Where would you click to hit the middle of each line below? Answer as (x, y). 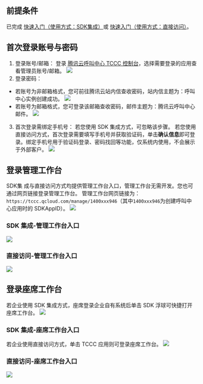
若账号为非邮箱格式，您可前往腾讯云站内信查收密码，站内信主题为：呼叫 (105, 91)
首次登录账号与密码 (42, 47)
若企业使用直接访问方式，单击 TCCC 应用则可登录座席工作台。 (84, 344)
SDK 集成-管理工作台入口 (43, 226)
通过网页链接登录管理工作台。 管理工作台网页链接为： (73, 194)
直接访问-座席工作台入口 (42, 362)
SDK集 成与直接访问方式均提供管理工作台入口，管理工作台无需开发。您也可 (100, 186)
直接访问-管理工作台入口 (42, 256)
